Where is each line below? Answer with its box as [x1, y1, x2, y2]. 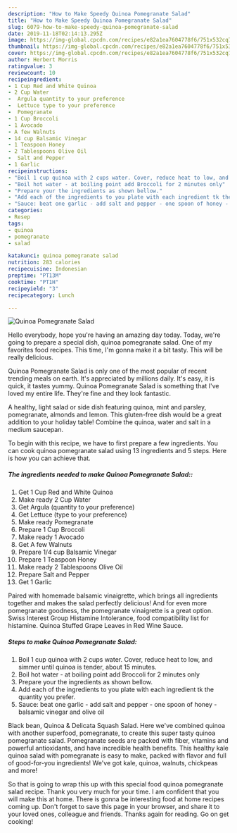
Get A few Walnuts [18, 541, 72, 549]
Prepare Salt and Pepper [18, 570, 90, 579]
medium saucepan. [8, 426, 64, 434]
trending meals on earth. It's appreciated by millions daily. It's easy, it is [8, 374, 215, 383]
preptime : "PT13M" [8, 272, 62, 279]
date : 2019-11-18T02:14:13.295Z [8, 30, 103, 37]
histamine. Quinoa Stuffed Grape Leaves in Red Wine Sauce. [8, 622, 184, 630]
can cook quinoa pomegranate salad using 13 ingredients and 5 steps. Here [8, 447, 227, 455]
